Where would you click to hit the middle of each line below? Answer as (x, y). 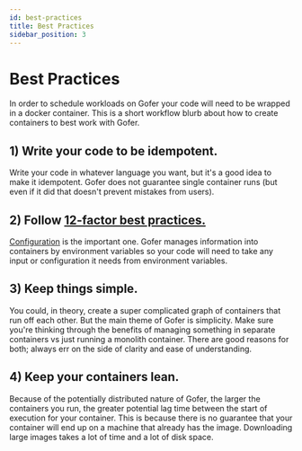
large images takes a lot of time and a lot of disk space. (111, 437)
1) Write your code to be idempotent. (114, 150)
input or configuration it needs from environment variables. (118, 261)
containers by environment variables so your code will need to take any (142, 251)
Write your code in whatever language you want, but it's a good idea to (141, 172)
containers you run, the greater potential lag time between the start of (138, 408)
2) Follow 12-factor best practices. (108, 220)
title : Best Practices (52, 26)
